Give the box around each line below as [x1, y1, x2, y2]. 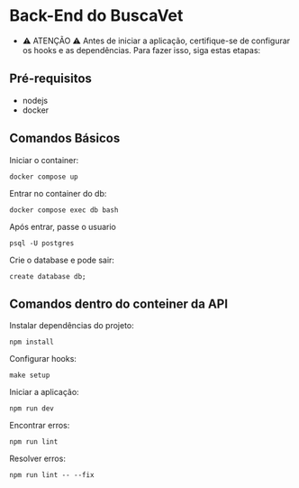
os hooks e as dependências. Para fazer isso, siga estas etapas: [22, 44, 261, 55]
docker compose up [9, 172, 78, 181]
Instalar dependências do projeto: [9, 320, 135, 331]
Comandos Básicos [9, 131, 121, 146]
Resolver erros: [9, 453, 66, 465]
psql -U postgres [9, 238, 75, 248]
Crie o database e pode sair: [9, 254, 115, 265]
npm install [9, 337, 54, 347]
